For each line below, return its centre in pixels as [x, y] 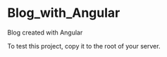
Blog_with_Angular [64, 13]
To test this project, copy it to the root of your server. [84, 46]
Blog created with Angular [45, 32]
